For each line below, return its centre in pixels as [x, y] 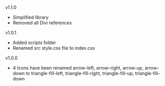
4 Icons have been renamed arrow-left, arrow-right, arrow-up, [78, 68]
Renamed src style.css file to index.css [54, 48]
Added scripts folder [34, 42]
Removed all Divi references [42, 23]
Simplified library [30, 17]
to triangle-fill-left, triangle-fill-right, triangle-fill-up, [80, 73]
